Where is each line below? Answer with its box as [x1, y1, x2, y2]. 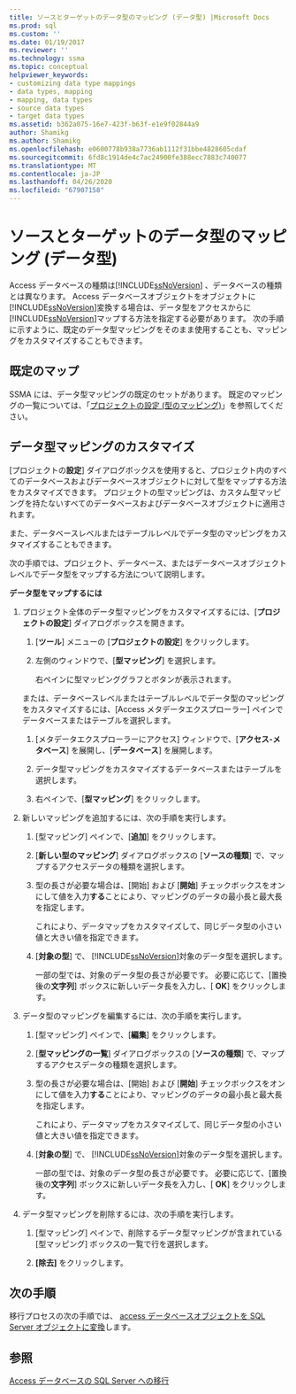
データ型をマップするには [9, 587, 102, 598]
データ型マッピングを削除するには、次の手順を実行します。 [21, 1208, 239, 1219]
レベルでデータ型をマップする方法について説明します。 [9, 569, 210, 579]
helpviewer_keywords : [9, 71, 89, 80]
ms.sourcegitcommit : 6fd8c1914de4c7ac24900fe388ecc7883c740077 [9, 152, 247, 162]
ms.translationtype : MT [9, 161, 97, 170]
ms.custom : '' [9, 29, 62, 38]
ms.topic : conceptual [9, 63, 89, 72]
